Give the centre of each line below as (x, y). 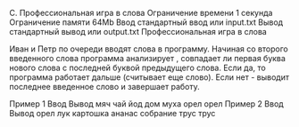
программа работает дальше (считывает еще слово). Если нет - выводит (149, 77)
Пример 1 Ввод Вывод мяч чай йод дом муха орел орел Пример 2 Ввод (146, 104)
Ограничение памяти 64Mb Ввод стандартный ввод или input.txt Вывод (146, 22)
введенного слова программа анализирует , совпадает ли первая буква (147, 58)
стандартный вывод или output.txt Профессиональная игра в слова (138, 32)
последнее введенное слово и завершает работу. (105, 87)
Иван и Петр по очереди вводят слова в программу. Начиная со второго (149, 49)
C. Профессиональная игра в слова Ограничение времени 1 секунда (141, 13)
